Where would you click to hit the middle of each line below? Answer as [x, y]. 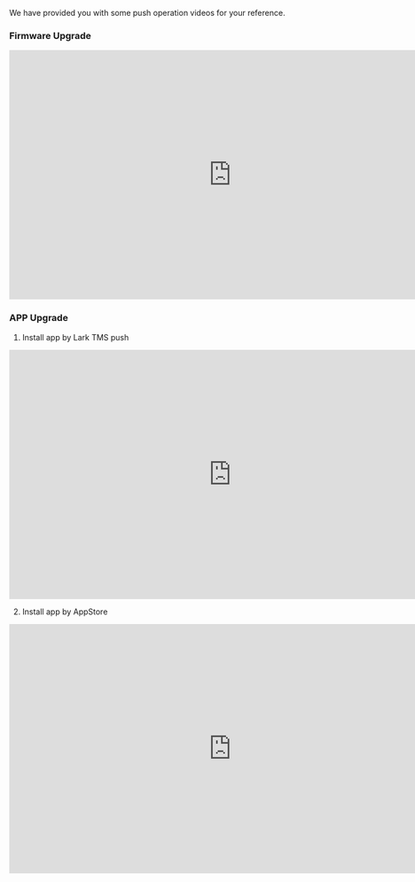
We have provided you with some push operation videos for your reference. [147, 13]
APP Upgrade [39, 318]
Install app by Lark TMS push [75, 337]
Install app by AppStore [65, 612]
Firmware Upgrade [50, 35]
